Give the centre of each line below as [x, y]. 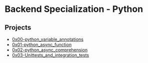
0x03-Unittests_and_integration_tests [50, 55]
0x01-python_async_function [42, 45]
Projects [18, 28]
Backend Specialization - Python [74, 9]
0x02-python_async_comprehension [50, 50]
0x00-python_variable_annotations [47, 39]
